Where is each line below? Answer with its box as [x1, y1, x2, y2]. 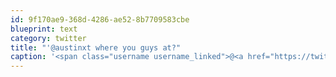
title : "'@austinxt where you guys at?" [10, 42, 182, 53]
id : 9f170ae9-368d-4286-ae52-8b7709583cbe [10, 14, 190, 25]
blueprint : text [10, 24, 78, 34]
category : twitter [10, 33, 87, 43]
